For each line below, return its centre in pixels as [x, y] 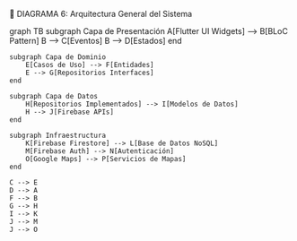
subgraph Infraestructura [57, 135]
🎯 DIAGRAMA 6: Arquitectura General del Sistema [101, 14]
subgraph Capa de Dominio [57, 57]
